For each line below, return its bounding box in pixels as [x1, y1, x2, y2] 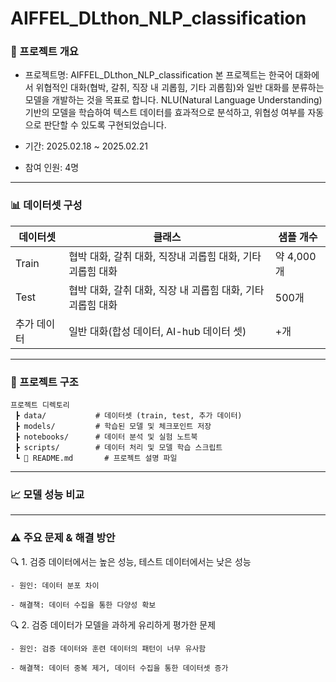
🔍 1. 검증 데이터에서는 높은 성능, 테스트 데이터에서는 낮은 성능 [10, 555, 252, 567]
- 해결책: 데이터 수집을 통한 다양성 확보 [10, 600, 157, 610]
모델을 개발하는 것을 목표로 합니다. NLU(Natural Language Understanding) [24, 94, 323, 106]
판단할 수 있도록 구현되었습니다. [43, 119, 167, 131]
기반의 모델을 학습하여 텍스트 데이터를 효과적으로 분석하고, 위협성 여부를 [24, 107, 306, 119]
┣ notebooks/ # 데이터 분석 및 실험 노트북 [14, 432, 198, 442]
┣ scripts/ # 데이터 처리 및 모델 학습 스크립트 [14, 443, 223, 453]
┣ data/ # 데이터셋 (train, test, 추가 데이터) [14, 411, 243, 421]
